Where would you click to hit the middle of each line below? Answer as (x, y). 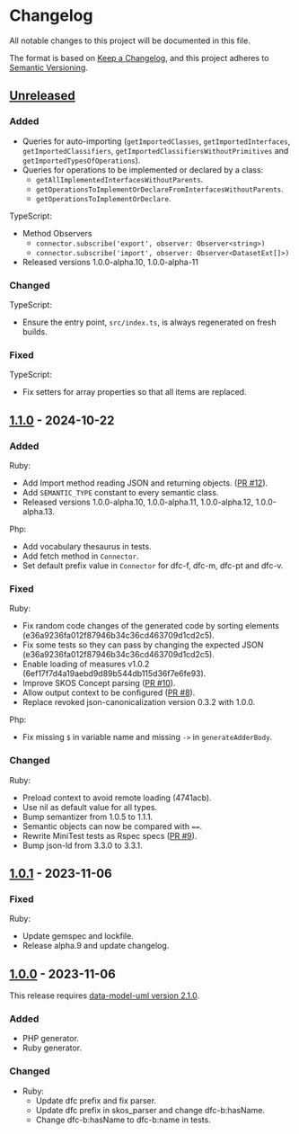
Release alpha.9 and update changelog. (96, 946)
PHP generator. (50, 1039)
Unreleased (43, 96)
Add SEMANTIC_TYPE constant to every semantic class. (120, 492)
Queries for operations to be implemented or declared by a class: (143, 170)
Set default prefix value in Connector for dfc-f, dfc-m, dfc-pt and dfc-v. (153, 565)
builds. (35, 331)
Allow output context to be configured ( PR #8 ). (109, 692)
